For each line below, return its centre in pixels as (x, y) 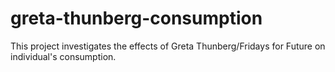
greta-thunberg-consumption (136, 18)
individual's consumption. (63, 56)
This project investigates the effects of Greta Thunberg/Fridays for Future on (168, 46)
